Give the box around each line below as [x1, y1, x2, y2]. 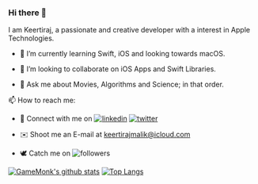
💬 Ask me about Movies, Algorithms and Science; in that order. [19, 79, 224, 90]
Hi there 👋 [8, 7, 47, 18]
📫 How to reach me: [8, 95, 76, 105]
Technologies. [8, 33, 55, 43]
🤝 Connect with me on [19, 114, 93, 124]
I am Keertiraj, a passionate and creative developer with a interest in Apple [8, 25, 251, 35]
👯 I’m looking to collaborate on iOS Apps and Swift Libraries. [19, 64, 216, 74]
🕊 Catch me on [19, 148, 71, 158]
